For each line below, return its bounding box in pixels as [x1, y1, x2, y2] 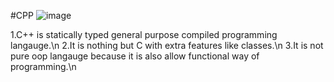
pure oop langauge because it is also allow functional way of [10, 50, 260, 62]
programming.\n [10, 61, 77, 72]
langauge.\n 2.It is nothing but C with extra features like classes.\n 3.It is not [10, 40, 324, 51]
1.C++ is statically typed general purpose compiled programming [10, 29, 278, 40]
